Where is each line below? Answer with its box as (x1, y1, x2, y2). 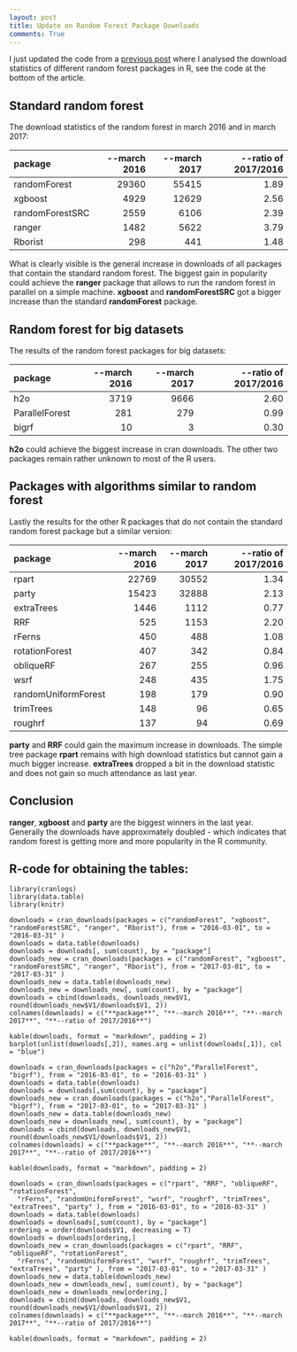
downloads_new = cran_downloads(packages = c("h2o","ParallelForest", (9, 1094, 275, 1103)
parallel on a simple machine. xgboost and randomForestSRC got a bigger (9, 287, 282, 298)
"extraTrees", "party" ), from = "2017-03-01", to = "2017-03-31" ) (9, 1264, 267, 1274)
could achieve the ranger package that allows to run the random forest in (9, 277, 276, 288)
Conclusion (9, 794, 74, 809)
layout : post (9, 12, 57, 22)
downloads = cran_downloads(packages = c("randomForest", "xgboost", (9, 916, 271, 925)
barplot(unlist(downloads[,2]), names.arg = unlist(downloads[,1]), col (9, 1040, 283, 1049)
